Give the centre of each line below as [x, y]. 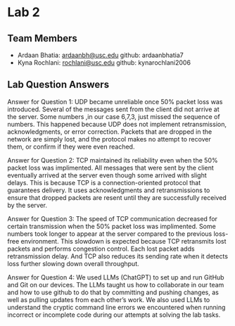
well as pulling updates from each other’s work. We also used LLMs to [109, 299]
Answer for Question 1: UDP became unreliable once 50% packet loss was [115, 101]
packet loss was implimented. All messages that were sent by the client [111, 168]
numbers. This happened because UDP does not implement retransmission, [117, 124]
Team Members [42, 38]
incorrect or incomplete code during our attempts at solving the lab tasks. [114, 315]
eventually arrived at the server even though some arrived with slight [107, 175]
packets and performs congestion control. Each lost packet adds [101, 249]
